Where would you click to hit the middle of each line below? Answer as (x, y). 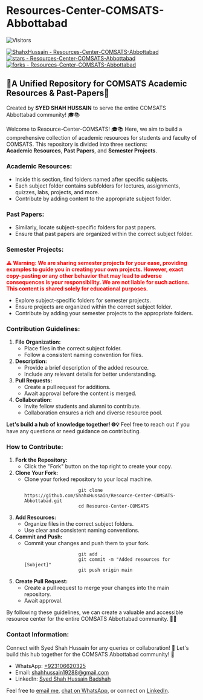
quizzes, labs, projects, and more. (57, 192)
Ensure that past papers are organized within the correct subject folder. (104, 234)
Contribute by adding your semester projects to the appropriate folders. (104, 313)
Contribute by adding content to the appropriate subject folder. (93, 199)
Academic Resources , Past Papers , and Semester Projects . (82, 150)
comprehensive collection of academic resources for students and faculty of (101, 137)
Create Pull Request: (41, 581)
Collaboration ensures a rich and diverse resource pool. (93, 413)
